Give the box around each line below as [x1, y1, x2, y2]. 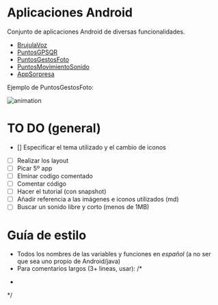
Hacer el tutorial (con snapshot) [16, 187, 107, 196]
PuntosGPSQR [16, 48, 58, 56]
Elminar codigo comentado [16, 172, 94, 180]
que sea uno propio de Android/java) [16, 257, 121, 265]
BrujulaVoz [16, 40, 48, 49]
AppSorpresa [16, 70, 55, 78]
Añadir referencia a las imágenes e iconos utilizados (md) [16, 195, 179, 204]
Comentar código [16, 180, 67, 188]
